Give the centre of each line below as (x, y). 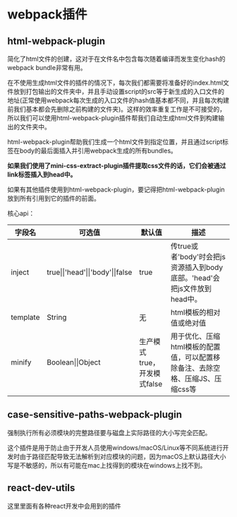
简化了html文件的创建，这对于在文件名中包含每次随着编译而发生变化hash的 (116, 59)
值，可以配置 (192, 357)
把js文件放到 (191, 289)
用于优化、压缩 (195, 336)
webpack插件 (47, 14)
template (25, 317)
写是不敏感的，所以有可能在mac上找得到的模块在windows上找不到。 (107, 465)
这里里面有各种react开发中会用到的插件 (64, 506)
